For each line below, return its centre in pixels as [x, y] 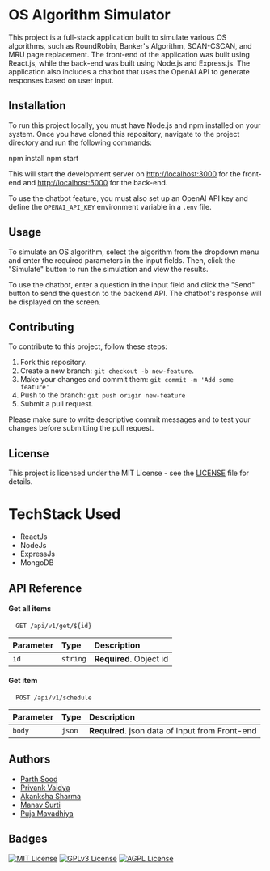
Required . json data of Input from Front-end [173, 730]
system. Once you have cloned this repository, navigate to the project [124, 134]
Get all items [30, 609]
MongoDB [37, 563]
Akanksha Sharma [51, 796]
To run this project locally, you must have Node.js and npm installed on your [135, 125]
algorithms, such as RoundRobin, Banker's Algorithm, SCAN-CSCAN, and [130, 45]
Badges [28, 839]
